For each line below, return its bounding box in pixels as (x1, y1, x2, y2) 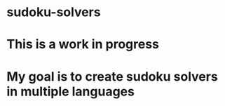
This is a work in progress (6, 37, 159, 53)
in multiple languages (6, 84, 135, 99)
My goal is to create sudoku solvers (6, 68, 218, 84)
